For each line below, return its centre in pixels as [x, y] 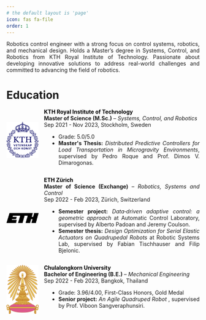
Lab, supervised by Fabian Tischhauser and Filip [129, 244]
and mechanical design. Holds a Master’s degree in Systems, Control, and [103, 51]
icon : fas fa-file [30, 19]
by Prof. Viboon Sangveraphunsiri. [101, 306]
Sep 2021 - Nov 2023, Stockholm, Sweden [97, 125]
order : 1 [17, 26]
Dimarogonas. [76, 163]
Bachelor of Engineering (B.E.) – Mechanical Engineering [117, 274]
